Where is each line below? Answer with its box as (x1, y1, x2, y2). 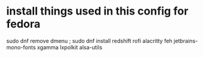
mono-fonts (6, 44, 36, 51)
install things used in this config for (6, 4, 188, 18)
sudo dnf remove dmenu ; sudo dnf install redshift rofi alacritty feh (6, 37, 173, 44)
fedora (6, 17, 41, 31)
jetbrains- (173, 37, 198, 44)
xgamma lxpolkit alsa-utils (36, 44, 103, 51)
